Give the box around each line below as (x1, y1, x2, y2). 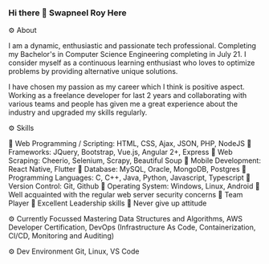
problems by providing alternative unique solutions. (8, 67, 178, 76)
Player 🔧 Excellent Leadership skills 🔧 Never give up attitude (8, 198, 207, 208)
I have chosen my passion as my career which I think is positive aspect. (8, 82, 245, 91)
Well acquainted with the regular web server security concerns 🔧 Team (8, 190, 243, 200)
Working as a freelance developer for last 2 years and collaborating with (8, 91, 247, 100)
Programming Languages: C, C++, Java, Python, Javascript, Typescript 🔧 (8, 173, 251, 183)
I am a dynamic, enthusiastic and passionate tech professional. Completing (8, 41, 257, 51)
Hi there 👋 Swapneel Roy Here (8, 7, 127, 18)
